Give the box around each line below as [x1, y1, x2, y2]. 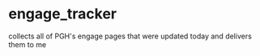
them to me [8, 39, 47, 49]
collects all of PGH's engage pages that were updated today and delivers [8, 31, 253, 41]
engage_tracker [8, 5, 117, 23]
